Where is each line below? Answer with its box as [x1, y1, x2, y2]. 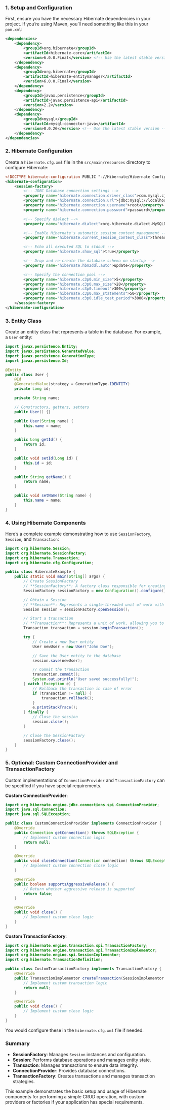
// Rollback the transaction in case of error [32, 686, 133, 691]
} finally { [23, 710, 49, 715]
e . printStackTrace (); [32, 705, 78, 710]
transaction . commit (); [32, 672, 80, 677]
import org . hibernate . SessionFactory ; [5, 550, 87, 556]
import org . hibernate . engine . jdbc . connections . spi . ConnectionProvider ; [5, 802, 159, 807]
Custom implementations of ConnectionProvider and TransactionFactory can [5, 777, 165, 783]
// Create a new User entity [32, 639, 94, 644]
